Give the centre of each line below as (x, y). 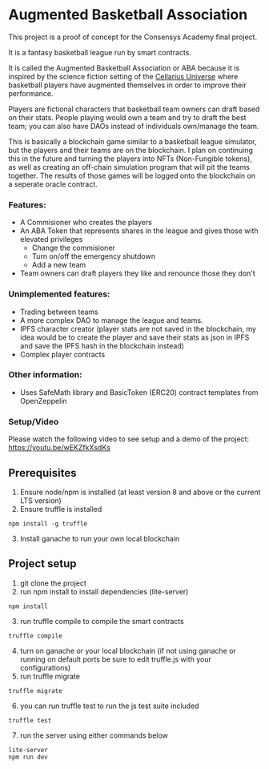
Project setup (43, 564)
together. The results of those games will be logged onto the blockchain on (132, 175)
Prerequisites (42, 473)
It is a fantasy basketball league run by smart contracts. (100, 52)
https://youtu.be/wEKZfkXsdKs (59, 448)
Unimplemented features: (59, 294)
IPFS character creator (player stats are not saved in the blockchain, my (138, 328)
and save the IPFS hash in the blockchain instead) (102, 345)
